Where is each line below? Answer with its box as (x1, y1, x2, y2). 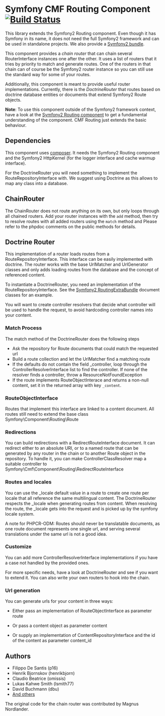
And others (12, 691, 35, 697)
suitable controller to (5, 461, 47, 467)
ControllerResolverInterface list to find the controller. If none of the (12, 366, 148, 372)
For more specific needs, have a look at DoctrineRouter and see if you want (5, 569, 159, 575)
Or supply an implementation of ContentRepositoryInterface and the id (12, 632, 155, 638)
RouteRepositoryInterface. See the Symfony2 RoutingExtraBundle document (5, 287, 160, 293)
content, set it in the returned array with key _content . (12, 382, 122, 388)
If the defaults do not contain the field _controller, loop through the (12, 361, 147, 367)
